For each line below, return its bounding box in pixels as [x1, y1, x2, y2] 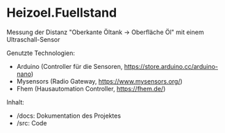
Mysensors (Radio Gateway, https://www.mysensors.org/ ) [16, 77, 183, 85]
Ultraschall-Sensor [6, 35, 60, 43]
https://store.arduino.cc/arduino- [124, 62, 218, 70]
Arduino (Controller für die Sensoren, [16, 62, 123, 70]
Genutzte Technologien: [6, 49, 76, 57]
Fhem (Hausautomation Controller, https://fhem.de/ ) [16, 84, 166, 93]
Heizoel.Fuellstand [6, 5, 117, 21]
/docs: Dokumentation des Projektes [16, 111, 122, 120]
